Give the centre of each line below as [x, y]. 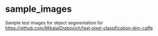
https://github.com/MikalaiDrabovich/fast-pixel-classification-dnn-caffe [79, 28]
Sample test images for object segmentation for [54, 23]
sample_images [38, 9]
